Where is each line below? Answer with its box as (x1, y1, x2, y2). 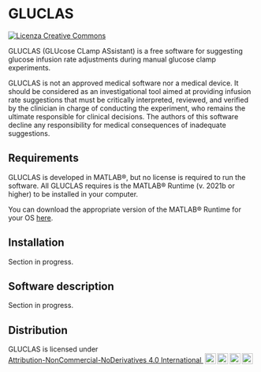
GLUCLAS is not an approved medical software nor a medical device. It (8, 78, 239, 88)
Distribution (8, 323, 69, 336)
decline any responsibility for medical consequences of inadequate (8, 120, 226, 130)
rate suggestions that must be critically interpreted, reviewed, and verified (8, 95, 248, 104)
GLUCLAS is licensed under (8, 344, 99, 354)
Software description (8, 280, 114, 293)
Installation (8, 236, 65, 250)
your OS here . (8, 212, 54, 222)
